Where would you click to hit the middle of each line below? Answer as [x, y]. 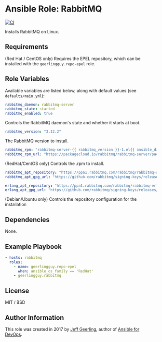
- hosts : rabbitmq [23, 257]
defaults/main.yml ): [25, 96]
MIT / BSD [15, 302]
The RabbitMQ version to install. [37, 141]
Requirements [27, 47]
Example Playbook [33, 246]
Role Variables [27, 79]
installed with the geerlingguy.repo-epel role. [50, 63]
